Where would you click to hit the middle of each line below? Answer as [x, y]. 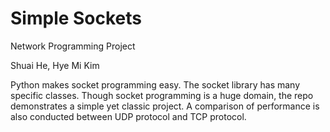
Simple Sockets [76, 18]
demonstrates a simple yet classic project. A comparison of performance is [165, 106]
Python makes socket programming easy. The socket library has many [155, 84]
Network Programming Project [73, 46]
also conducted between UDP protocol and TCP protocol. [128, 116]
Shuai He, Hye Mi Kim [55, 65]
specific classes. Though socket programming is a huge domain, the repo [162, 95]
